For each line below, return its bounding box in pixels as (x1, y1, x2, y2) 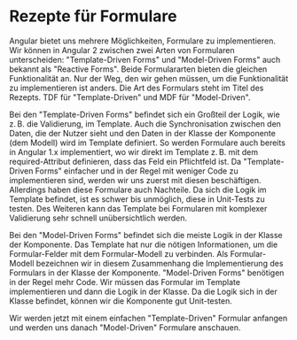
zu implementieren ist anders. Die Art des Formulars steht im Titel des (9, 82, 264, 93)
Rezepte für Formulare (9, 6, 177, 27)
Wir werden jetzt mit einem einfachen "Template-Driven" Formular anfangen (9, 313, 288, 323)
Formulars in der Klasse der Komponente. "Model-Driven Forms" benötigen (9, 267, 285, 278)
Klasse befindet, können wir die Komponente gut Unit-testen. (9, 295, 233, 306)
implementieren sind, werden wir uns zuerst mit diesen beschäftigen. (9, 174, 262, 185)
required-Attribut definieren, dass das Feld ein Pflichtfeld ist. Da (9, 156, 242, 166)
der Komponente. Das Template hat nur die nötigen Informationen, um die (9, 239, 278, 250)
